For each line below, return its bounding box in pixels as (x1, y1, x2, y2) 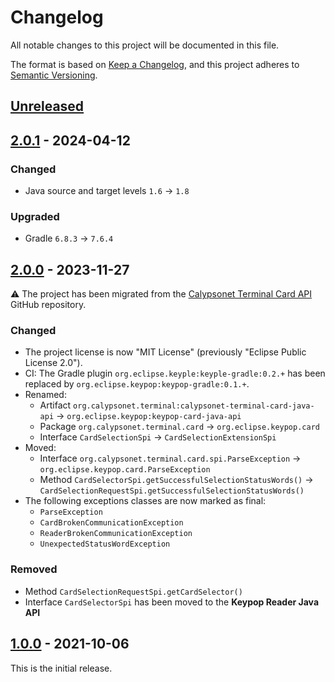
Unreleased (10, 98, 85, 115)
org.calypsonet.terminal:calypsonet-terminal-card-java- (73, 401, 315, 411)
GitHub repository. (10, 299, 87, 311)
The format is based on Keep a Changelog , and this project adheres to (10, 58, 300, 70)
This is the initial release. (10, 662, 113, 674)
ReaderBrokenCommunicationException (39, 529, 193, 539)
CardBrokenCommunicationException (39, 518, 184, 528)
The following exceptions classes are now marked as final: (24, 495, 267, 507)
